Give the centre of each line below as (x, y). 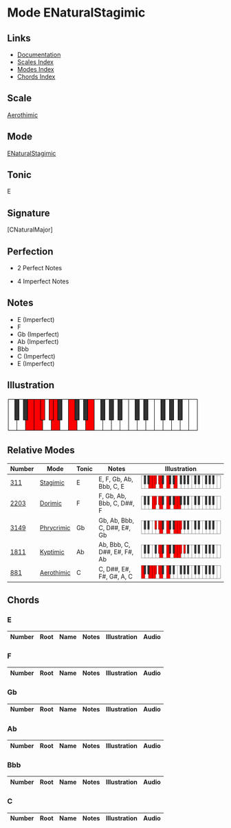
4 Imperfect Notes (43, 281)
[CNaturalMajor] (30, 230)
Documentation (39, 54)
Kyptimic (52, 552)
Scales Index (35, 62)
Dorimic (51, 503)
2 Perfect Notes (40, 268)
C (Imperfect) (36, 356)
